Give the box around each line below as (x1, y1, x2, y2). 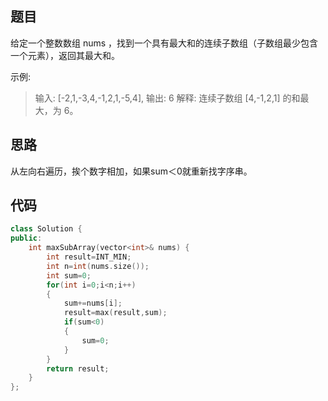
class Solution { (10, 224, 83, 234)
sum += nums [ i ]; (63, 298, 123, 309)
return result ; (46, 363, 110, 374)
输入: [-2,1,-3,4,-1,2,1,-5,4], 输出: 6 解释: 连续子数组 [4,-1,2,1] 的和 (34, 92, 301, 104)
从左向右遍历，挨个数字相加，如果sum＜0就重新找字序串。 (10, 165, 253, 177)
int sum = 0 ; (46, 270, 92, 281)
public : (10, 233, 43, 244)
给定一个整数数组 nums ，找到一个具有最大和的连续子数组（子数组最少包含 (10, 37, 319, 49)
